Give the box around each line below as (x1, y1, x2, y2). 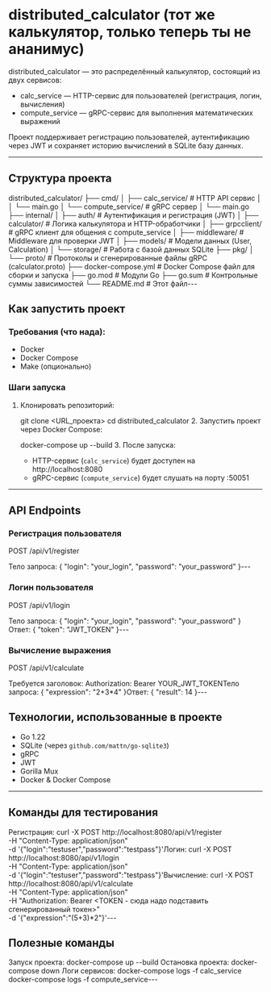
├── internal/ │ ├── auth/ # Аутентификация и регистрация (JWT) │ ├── (8, 210, 259, 219)
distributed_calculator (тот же (8, 6, 215, 24)
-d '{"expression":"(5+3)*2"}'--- (8, 913, 117, 923)
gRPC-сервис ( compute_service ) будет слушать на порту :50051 (31, 473, 250, 482)
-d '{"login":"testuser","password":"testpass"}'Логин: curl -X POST (8, 844, 232, 854)
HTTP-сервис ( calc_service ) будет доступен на (31, 456, 196, 465)
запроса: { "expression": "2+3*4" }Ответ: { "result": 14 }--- (8, 687, 208, 697)
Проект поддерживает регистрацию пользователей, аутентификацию (8, 131, 250, 142)
